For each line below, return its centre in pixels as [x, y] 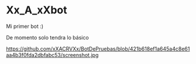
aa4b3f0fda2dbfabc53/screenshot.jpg [52, 55]
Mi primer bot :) [25, 26]
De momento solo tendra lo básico [47, 37]
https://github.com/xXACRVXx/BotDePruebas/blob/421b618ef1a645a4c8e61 [98, 49]
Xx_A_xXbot [37, 10]
